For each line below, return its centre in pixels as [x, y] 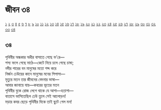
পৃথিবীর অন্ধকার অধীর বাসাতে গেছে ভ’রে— [35, 57]
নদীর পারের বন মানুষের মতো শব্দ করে [31, 68]
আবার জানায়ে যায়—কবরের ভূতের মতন [32, 85]
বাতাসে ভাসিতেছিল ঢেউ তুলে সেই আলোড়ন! [35, 96]
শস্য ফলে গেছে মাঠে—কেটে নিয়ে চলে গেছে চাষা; [39, 62]
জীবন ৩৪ [18, 10]
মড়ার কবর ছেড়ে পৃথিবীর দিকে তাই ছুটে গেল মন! [39, 102]
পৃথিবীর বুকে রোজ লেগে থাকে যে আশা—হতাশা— [39, 90]
